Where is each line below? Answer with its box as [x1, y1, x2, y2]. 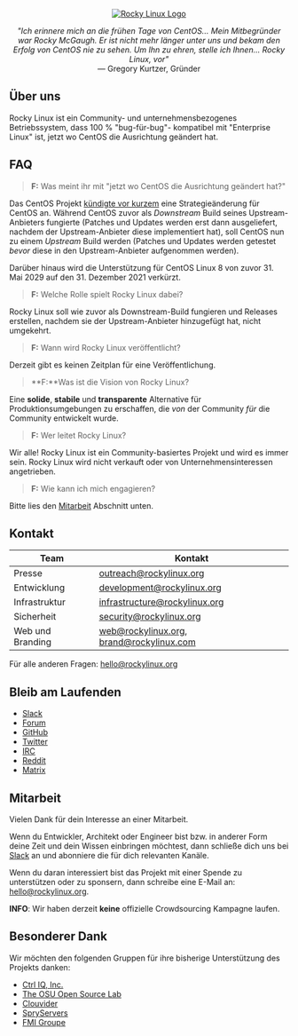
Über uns [9, 89, 61, 104]
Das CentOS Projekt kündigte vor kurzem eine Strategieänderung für [9, 198, 260, 209]
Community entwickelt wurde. [9, 413, 119, 423]
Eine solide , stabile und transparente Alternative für [9, 393, 202, 404]
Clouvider [21, 998, 59, 1008]
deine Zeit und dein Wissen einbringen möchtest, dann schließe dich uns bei [9, 841, 289, 851]
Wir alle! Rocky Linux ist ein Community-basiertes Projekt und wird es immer [9, 447, 289, 457]
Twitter [21, 737, 49, 747]
